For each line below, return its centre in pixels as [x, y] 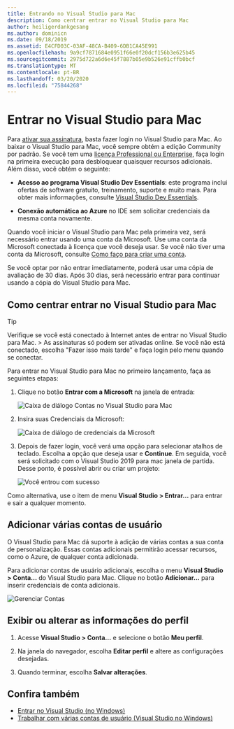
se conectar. [25, 357]
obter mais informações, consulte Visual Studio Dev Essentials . [108, 197]
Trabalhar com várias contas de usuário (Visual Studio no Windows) [115, 719]
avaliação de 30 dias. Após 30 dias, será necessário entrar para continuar [114, 275]
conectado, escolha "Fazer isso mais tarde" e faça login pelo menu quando [115, 350]
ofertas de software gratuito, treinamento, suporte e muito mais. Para [117, 190]
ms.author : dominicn [37, 33]
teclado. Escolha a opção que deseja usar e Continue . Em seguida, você [122, 453]
